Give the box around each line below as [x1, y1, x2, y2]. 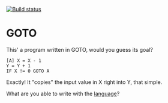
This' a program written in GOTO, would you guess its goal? [6, 46, 154, 53]
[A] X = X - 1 [6, 57, 42, 64]
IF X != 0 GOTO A [6, 68, 50, 74]
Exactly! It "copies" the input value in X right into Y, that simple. [6, 78, 163, 86]
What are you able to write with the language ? [6, 90, 120, 97]
